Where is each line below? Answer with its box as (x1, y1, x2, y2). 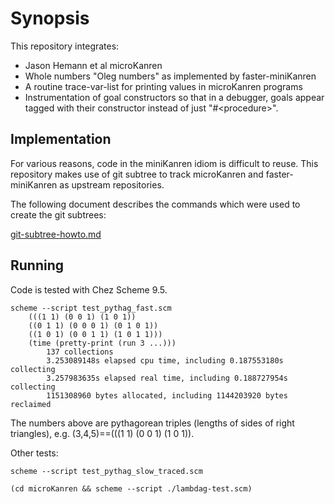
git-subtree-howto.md (10, 228, 102, 240)
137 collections (46, 347, 114, 357)
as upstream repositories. (59, 178, 165, 191)
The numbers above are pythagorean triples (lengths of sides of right (10, 417, 295, 429)
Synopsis (10, 7, 90, 30)
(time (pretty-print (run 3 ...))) (28, 338, 177, 348)
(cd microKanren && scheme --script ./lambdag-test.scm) (10, 483, 253, 494)
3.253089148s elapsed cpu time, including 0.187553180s (46, 355, 284, 366)
